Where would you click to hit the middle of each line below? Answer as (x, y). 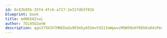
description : (19, 28)
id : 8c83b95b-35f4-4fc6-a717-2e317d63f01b (50, 10)
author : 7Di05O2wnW (25, 23)
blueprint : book (22, 14)
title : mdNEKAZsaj (24, 19)
